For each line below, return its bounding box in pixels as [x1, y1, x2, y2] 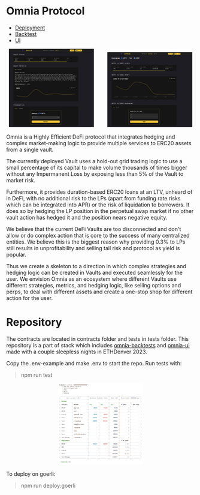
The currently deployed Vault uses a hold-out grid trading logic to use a [6, 158, 183, 165]
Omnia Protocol [6, 4, 85, 18]
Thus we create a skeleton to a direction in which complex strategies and [6, 263, 187, 270]
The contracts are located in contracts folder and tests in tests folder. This [6, 335, 189, 343]
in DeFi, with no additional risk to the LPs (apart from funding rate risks [6, 195, 181, 202]
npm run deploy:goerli [20, 482, 76, 490]
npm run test [20, 371, 53, 379]
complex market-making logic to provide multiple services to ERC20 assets [6, 140, 192, 147]
